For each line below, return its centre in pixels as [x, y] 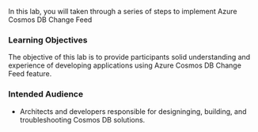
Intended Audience [46, 94]
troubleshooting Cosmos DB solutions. [82, 119]
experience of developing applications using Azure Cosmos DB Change [125, 65]
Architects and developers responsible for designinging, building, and [133, 111]
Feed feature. [30, 74]
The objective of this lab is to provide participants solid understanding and [129, 57]
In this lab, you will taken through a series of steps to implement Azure [123, 11]
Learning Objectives [48, 40]
